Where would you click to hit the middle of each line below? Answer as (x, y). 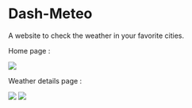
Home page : (29, 50)
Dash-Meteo (50, 14)
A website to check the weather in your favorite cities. (96, 35)
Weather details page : (45, 80)
